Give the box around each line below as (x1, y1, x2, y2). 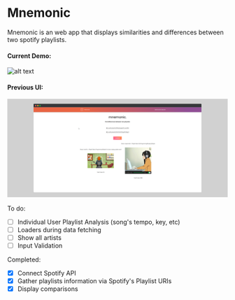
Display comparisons (17, 285, 78, 293)
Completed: (7, 255, 41, 264)
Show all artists (17, 233, 62, 242)
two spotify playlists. (7, 35, 67, 43)
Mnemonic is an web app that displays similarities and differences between (7, 28, 224, 36)
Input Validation (17, 241, 63, 250)
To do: (7, 204, 26, 213)
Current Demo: (7, 51, 52, 60)
